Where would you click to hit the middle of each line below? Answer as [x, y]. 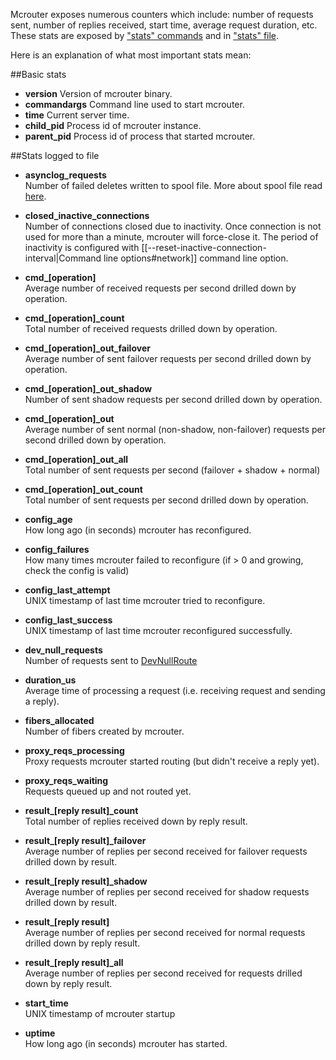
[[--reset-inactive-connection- [204, 247]
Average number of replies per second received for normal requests [165, 932]
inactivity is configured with [82, 247]
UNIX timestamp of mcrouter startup [100, 1013]
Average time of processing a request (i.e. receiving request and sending [175, 690]
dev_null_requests [63, 650]
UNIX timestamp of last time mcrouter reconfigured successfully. [158, 630]
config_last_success [68, 620]
